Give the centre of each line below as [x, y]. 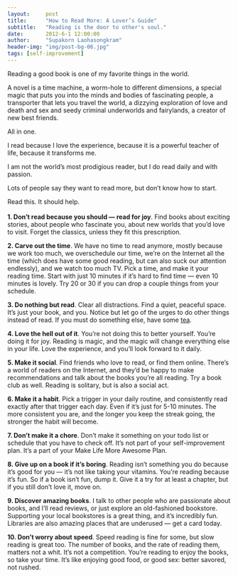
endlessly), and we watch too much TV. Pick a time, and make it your [108, 268]
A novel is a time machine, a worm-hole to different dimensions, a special [115, 87]
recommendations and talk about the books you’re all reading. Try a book [114, 377]
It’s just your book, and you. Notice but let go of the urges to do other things [118, 312]
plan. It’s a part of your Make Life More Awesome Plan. [87, 450]
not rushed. [24, 567]
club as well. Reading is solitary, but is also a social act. [88, 385]
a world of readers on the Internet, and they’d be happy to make [101, 370]
